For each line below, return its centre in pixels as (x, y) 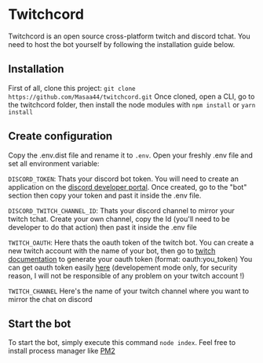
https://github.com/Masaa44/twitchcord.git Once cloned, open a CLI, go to (131, 96)
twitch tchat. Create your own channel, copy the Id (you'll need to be (119, 219)
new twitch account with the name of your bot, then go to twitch (112, 250)
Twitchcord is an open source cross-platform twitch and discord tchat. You (130, 36)
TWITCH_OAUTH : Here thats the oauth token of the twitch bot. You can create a (131, 242)
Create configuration (60, 136)
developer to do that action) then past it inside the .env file (103, 227)
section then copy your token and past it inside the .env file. (105, 195)
